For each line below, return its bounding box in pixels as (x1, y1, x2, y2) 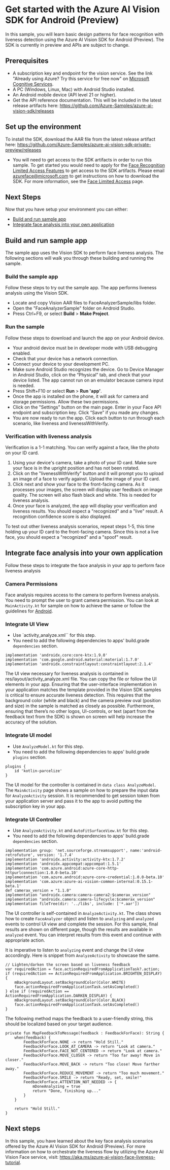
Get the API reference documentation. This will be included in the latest (12, 97, 162, 103)
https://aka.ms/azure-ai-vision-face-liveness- (59, 1154, 156, 1160)
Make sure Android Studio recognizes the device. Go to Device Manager (12, 366, 164, 372)
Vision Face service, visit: (5, 1154, 59, 1160)
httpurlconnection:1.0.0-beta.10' (5, 870, 79, 876)
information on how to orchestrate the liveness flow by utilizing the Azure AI (5, 1148, 164, 1155)
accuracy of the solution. (5, 719, 57, 725)
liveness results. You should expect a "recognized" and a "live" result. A (12, 508, 163, 514)
